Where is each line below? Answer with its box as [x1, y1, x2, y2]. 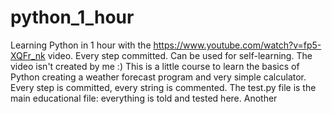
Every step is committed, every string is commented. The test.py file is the [10, 81, 317, 93]
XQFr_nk [10, 49, 46, 61]
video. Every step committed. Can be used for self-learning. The [47, 49, 313, 61]
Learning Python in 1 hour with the [10, 39, 152, 51]
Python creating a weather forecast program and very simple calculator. [10, 71, 307, 83]
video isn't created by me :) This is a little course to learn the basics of [10, 60, 300, 72]
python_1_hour [10, 6, 135, 29]
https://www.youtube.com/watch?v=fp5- [153, 39, 322, 51]
